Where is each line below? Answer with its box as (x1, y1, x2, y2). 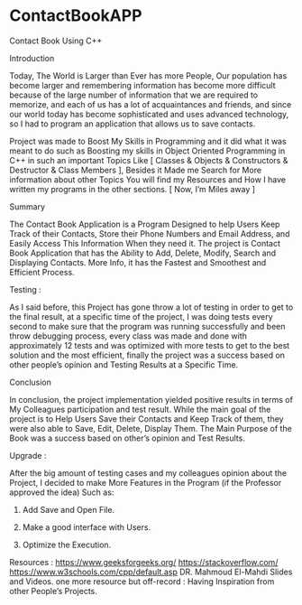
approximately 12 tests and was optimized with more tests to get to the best (9, 340, 290, 350)
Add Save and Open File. (22, 504, 115, 515)
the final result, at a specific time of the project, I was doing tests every (9, 311, 273, 321)
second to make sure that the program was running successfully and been (9, 321, 286, 331)
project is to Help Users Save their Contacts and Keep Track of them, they (9, 413, 284, 424)
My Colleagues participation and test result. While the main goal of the (9, 404, 271, 414)
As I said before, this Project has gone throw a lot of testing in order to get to (9, 302, 294, 312)
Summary (9, 200, 46, 212)
